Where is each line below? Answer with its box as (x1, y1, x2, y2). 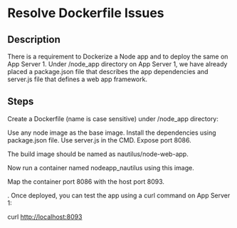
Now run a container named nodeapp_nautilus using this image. (7, 163, 194, 172)
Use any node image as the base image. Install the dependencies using (7, 128, 216, 137)
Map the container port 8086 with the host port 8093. (7, 177, 165, 186)
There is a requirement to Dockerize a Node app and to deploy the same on (7, 52, 228, 61)
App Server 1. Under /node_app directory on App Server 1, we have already (7, 60, 228, 68)
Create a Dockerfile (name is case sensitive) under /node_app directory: (7, 114, 219, 123)
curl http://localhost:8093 (7, 212, 83, 221)
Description (7, 33, 60, 46)
